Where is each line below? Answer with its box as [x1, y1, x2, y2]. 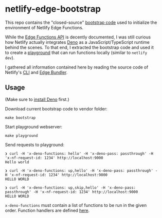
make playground [5, 133, 38, 138]
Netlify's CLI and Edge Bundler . [5, 69, 68, 75]
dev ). [5, 54, 15, 60]
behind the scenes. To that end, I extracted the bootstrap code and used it [5, 44, 154, 50]
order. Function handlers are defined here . [5, 207, 90, 213]
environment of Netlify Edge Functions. [5, 24, 84, 30]
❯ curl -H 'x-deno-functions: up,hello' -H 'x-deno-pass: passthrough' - [5, 168, 158, 173]
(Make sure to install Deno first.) [5, 96, 70, 102]
